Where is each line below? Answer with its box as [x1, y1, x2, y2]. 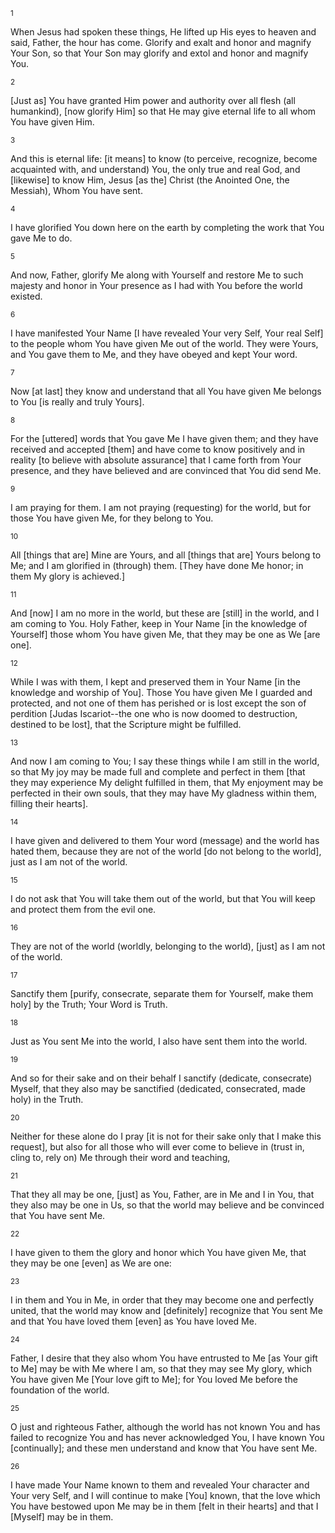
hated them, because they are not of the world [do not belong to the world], [10, 845, 322, 857]
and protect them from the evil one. [10, 904, 157, 915]
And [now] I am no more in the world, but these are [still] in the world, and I [10, 607, 320, 619]
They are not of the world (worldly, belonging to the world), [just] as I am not [10, 940, 326, 952]
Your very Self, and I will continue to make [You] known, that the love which [10, 1490, 321, 1501]
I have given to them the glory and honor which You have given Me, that [10, 1247, 307, 1258]
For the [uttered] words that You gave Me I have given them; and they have [10, 433, 319, 444]
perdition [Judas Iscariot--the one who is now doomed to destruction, [10, 708, 298, 719]
